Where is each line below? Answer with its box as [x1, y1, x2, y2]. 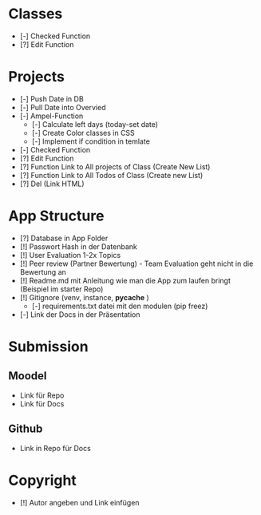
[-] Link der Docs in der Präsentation [19, 309, 140, 319]
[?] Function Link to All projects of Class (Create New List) [19, 161, 211, 172]
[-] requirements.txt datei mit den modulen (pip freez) [31, 301, 208, 311]
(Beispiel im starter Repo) [19, 284, 104, 294]
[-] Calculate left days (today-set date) [31, 119, 158, 129]
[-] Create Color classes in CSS [31, 128, 136, 137]
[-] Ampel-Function [19, 111, 84, 121]
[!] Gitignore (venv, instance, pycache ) [19, 292, 149, 302]
